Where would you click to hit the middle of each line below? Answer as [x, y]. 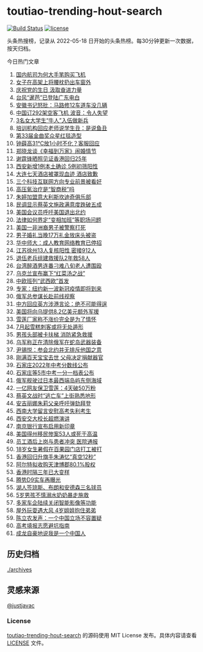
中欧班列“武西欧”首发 [42, 281]
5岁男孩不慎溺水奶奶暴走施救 [52, 495]
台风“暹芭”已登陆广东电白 [48, 97]
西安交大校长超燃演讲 [42, 418]
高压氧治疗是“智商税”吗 [45, 189]
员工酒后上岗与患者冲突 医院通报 [57, 441]
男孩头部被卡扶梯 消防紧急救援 [54, 334]
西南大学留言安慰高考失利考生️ [53, 410]
